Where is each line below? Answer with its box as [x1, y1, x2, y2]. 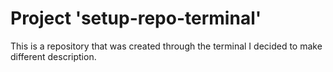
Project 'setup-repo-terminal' [10, 7, 262, 30]
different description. [10, 50, 97, 62]
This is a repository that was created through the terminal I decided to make [10, 40, 323, 52]
